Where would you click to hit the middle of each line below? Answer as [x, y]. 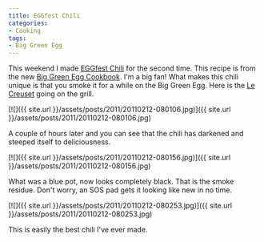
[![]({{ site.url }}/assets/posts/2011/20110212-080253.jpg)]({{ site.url [120, 206]
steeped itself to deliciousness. [60, 142]
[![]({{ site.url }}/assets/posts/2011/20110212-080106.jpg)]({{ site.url [120, 110]
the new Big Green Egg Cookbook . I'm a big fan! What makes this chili [123, 77]
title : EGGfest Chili [44, 16]
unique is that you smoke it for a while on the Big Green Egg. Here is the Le [132, 86]
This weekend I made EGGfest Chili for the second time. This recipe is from [132, 68]
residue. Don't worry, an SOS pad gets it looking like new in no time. [120, 190]
